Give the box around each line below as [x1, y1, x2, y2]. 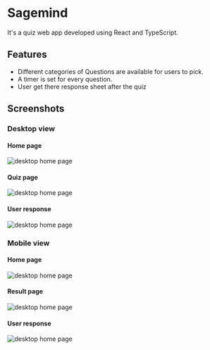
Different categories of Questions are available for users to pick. [17, 67, 204, 75]
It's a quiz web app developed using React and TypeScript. [7, 28, 178, 37]
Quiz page [7, 173, 38, 181]
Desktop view [7, 124, 55, 134]
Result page [7, 287, 44, 296]
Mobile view [7, 238, 50, 248]
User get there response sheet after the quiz [17, 82, 147, 91]
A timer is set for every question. [17, 75, 113, 83]
